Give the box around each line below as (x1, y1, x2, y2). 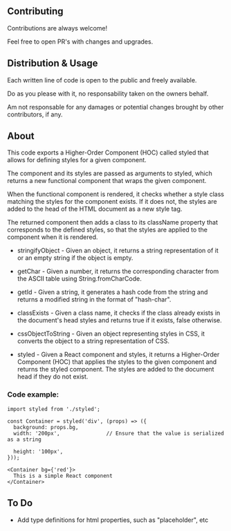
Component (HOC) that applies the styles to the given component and (17, 358, 217, 366)
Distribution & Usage (7, 58, 98, 69)
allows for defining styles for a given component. (7, 156, 147, 164)
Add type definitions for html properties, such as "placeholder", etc (17, 516, 209, 524)
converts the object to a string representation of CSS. (17, 337, 170, 345)
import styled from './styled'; (7, 406, 100, 412)
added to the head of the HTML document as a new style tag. (7, 204, 183, 214)
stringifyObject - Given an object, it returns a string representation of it (17, 246, 219, 255)
